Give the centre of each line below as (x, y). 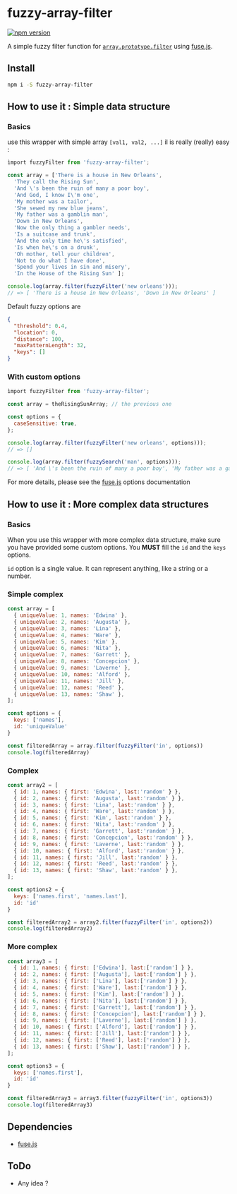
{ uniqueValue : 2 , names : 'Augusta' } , (72, 622)
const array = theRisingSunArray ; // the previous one (90, 404)
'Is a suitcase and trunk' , (55, 234)
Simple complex (35, 594)
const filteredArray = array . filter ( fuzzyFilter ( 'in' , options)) (105, 746)
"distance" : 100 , (39, 339)
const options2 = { (36, 890)
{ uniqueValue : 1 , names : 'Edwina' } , (71, 615)
